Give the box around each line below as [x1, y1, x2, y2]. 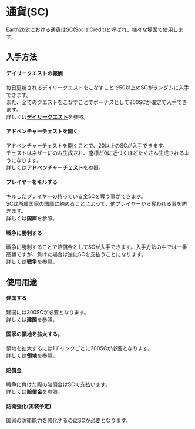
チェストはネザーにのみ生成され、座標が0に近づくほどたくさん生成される [6, 149, 184, 156]
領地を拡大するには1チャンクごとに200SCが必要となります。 [6, 344, 153, 351]
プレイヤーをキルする [6, 179, 58, 186]
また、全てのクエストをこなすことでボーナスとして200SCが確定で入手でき [6, 98, 187, 106]
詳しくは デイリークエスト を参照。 [6, 113, 89, 120]
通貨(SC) [6, 5, 49, 19]
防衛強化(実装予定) [6, 403, 52, 410]
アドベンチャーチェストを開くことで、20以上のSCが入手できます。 [6, 142, 169, 149]
